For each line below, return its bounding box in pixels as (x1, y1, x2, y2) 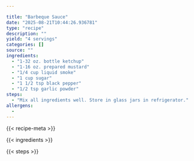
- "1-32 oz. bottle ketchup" (11, 58, 84, 64)
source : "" (6, 47, 34, 54)
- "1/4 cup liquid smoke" (11, 69, 77, 75)
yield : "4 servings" (6, 36, 58, 42)
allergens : (6, 103, 34, 109)
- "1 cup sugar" (11, 75, 52, 81)
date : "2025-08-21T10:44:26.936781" (6, 19, 98, 26)
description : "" (6, 30, 47, 36)
